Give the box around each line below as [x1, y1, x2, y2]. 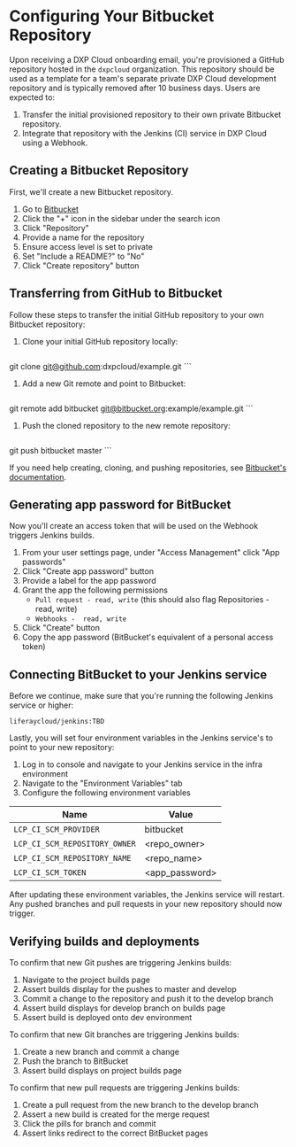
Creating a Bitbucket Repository [9, 163, 189, 178]
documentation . [9, 471, 67, 482]
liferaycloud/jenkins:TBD [9, 717, 104, 726]
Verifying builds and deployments [9, 934, 201, 949]
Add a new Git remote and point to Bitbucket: [21, 378, 186, 389]
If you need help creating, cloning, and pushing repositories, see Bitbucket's [9, 462, 287, 473]
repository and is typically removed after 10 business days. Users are [9, 82, 261, 93]
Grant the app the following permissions [21, 585, 168, 595]
